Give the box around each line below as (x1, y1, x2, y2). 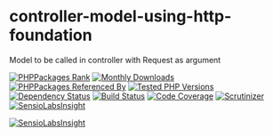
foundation (9, 25, 92, 45)
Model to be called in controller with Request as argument (9, 54, 221, 65)
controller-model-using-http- (9, 6, 232, 27)
